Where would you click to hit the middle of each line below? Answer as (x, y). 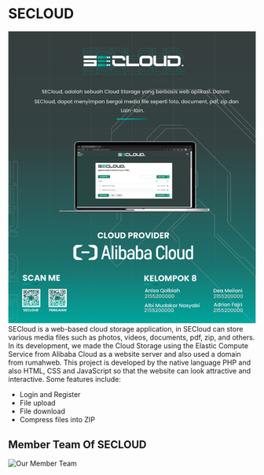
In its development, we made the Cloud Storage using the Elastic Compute (128, 346)
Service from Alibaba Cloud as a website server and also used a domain (125, 354)
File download (42, 411)
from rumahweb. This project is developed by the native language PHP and (130, 362)
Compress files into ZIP (57, 420)
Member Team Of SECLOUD (77, 445)
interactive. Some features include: (65, 380)
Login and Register (50, 395)
